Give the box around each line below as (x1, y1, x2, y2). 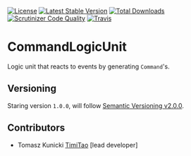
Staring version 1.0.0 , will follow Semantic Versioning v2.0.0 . (7, 101, 185, 109)
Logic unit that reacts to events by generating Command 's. (7, 62, 171, 71)
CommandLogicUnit (7, 39, 127, 55)
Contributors (7, 122, 66, 134)
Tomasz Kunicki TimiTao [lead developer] (17, 140, 138, 149)
